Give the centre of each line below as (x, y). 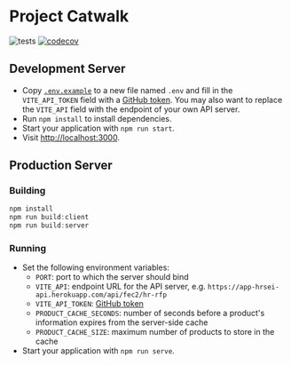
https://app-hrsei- (243, 287)
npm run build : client (49, 218)
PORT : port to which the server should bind (112, 277)
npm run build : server (49, 226)
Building (28, 191)
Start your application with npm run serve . (98, 351)
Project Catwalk (69, 16)
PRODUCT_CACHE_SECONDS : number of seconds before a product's (150, 313)
